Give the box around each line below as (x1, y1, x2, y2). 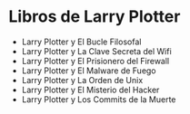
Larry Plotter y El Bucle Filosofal (21, 36, 142, 47)
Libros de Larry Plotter (8, 6, 181, 27)
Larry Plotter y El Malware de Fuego (21, 65, 156, 76)
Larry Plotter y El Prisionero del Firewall (21, 55, 170, 66)
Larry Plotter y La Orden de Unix (21, 74, 144, 85)
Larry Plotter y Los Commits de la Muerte (21, 93, 176, 105)
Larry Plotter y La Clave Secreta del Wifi (21, 45, 172, 56)
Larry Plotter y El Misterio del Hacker (21, 84, 160, 95)
